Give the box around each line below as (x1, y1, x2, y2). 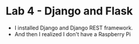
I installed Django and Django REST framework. (14, 24, 133, 31)
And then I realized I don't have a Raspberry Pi (14, 30, 131, 37)
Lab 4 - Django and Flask (5, 4, 133, 18)
